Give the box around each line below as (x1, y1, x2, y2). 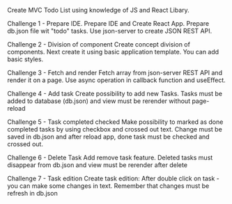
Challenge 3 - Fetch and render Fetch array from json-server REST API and (7, 69, 223, 77)
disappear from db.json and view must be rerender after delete (7, 161, 188, 169)
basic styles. (7, 55, 44, 63)
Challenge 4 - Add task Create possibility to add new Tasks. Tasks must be (7, 90, 223, 97)
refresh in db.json (7, 189, 58, 197)
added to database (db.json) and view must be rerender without (7, 97, 190, 105)
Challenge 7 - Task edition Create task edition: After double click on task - (7, 174, 219, 182)
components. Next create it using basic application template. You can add (7, 48, 219, 56)
